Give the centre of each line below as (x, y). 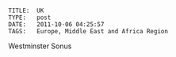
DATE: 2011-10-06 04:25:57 (56, 25)
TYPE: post (30, 17)
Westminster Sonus (40, 46)
